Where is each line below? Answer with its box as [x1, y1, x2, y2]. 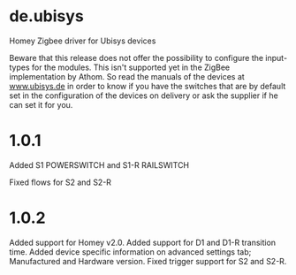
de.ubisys [9, 6, 84, 27]
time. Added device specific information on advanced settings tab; [9, 246, 252, 257]
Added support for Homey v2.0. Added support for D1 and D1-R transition [9, 237, 277, 248]
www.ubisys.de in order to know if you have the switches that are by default [9, 80, 286, 91]
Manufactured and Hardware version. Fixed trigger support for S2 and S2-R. [9, 256, 287, 266]
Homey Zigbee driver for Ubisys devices [9, 35, 156, 46]
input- [264, 52, 288, 63]
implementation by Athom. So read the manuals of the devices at [9, 71, 245, 81]
